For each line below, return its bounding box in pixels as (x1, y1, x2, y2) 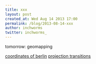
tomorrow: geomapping (5, 44, 53, 49)
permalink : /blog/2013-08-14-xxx (5, 21, 73, 26)
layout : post (5, 12, 32, 17)
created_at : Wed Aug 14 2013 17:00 (5, 16, 78, 21)
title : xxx (5, 7, 27, 12)
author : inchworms (5, 26, 43, 31)
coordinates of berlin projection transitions (5, 53, 91, 59)
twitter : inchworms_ (5, 30, 48, 35)
